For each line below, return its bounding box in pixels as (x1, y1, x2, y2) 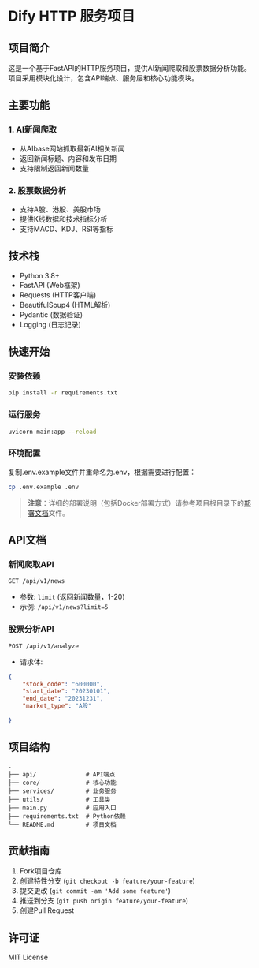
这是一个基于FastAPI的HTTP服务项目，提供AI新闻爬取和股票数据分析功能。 (8, 64, 251, 73)
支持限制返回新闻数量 (19, 163, 89, 173)
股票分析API (8, 624, 54, 635)
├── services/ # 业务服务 (8, 787, 117, 795)
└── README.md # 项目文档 (8, 820, 117, 828)
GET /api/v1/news (8, 577, 65, 585)
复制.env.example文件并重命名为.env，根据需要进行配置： (8, 467, 197, 477)
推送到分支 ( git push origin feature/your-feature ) (19, 896, 189, 906)
